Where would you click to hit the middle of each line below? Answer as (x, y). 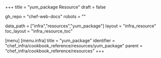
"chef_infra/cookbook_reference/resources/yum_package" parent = (74, 46)
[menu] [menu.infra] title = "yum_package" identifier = (60, 40)
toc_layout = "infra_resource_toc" (39, 31)
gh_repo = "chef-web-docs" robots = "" (45, 16)
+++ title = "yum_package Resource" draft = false (55, 7)
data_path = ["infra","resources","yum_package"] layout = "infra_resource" (81, 26)
